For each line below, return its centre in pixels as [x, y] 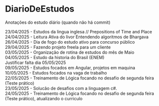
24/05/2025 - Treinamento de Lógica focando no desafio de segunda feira [79, 93]
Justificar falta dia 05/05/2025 [36, 62]
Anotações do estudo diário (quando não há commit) [58, 22]
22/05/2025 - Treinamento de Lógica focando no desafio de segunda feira [79, 78]
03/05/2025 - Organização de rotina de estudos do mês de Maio [70, 52]
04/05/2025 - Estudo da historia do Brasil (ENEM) [55, 57]
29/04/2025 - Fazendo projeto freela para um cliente [58, 47]
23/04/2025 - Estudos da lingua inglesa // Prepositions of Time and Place [79, 31]
